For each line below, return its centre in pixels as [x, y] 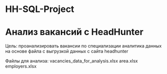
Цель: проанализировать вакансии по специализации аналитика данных [83, 46]
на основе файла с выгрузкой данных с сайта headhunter [67, 51]
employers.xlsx [21, 66]
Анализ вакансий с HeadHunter [74, 32]
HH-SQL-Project [40, 9]
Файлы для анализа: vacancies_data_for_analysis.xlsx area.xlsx [72, 61]
